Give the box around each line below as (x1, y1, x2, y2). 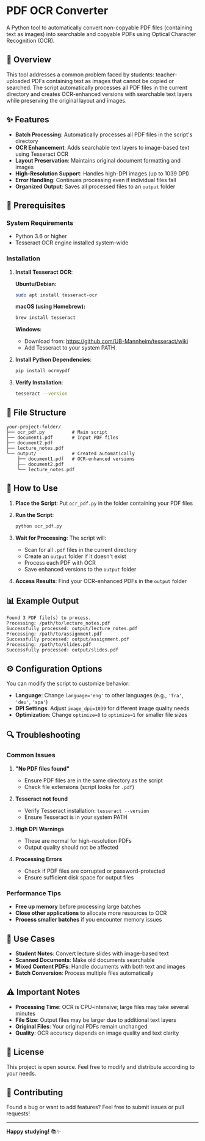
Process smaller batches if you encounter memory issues (15, 916, 162, 923)
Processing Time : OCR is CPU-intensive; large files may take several (15, 1003, 189, 1010)
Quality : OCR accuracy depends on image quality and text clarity (15, 1029, 179, 1036)
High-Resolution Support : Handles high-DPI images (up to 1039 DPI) (15, 169, 189, 177)
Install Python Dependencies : (15, 356, 92, 364)
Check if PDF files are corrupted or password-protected (24, 867, 165, 875)
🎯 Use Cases (6, 933, 56, 944)
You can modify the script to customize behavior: (6, 680, 130, 688)
